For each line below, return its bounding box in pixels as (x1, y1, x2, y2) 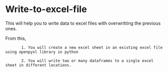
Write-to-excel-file (5, 4, 88, 15)
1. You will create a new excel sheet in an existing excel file (21, 45, 163, 50)
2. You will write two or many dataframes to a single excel (21, 58, 154, 63)
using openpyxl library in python (5, 49, 79, 54)
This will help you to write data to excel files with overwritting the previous (5, 20, 161, 26)
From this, (5, 35, 26, 41)
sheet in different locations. (5, 62, 72, 67)
